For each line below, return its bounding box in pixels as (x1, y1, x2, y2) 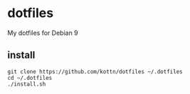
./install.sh (7, 80, 46, 88)
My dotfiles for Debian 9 (7, 28, 78, 37)
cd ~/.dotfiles (7, 74, 53, 81)
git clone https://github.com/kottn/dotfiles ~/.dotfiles (7, 68, 183, 75)
